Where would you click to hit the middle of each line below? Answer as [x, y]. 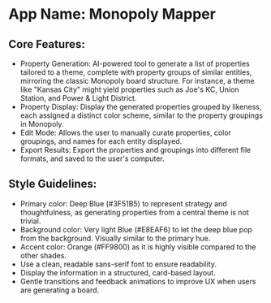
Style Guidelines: [53, 184]
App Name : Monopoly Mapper [112, 14]
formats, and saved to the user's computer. [92, 158]
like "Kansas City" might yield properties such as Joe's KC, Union [129, 89]
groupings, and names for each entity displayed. [101, 141]
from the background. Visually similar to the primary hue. [115, 238]
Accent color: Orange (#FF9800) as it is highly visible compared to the [138, 247]
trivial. [30, 221]
